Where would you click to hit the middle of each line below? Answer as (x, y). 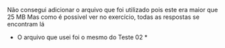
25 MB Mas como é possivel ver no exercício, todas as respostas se (103, 17)
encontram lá (26, 24)
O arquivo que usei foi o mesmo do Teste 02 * (82, 37)
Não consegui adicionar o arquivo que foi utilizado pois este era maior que (112, 10)
